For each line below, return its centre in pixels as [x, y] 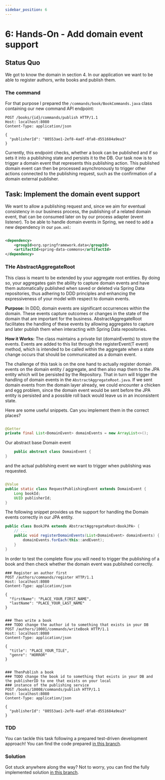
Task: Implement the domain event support [73, 195]
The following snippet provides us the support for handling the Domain [77, 512]
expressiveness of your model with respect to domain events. [67, 298]
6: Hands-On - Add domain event [74, 34]
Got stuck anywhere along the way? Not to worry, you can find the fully [77, 767]
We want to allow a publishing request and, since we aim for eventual [75, 206]
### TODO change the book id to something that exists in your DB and [79, 676]
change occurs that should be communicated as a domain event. [71, 354]
